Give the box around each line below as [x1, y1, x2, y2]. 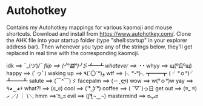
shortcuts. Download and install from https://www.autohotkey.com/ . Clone [6, 30, 191, 37]
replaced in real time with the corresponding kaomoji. [6, 49, 139, 56]
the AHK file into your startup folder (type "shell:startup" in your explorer [6, 36, 188, 44]
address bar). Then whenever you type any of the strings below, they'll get [6, 43, 193, 50]
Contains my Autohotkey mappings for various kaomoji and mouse [6, 24, 173, 31]
